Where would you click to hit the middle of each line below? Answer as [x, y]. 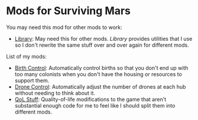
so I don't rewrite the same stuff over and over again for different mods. [102, 45]
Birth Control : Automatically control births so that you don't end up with [101, 68]
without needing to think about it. [55, 93]
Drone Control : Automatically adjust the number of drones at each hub [100, 86]
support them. [32, 80]
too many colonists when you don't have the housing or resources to [98, 74]
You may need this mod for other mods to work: [64, 27]
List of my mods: [27, 56]
